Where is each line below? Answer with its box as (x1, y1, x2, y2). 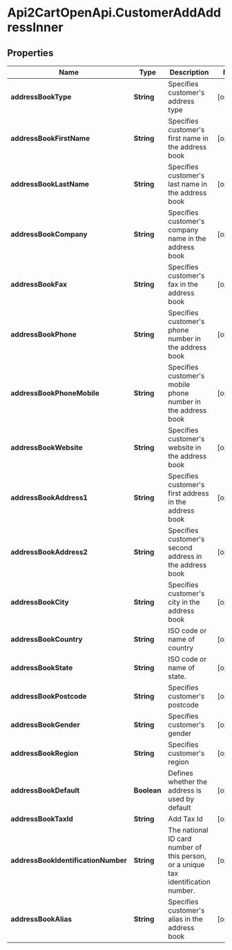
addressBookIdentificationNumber (10, 855, 128, 865)
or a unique (168, 860, 205, 869)
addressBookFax (10, 280, 68, 289)
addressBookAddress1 (10, 493, 88, 502)
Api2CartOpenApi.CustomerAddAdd (7, 5, 222, 21)
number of (168, 843, 202, 852)
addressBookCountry (10, 634, 83, 644)
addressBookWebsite (10, 443, 83, 452)
